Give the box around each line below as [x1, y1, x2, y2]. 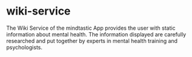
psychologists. [6, 44, 43, 51]
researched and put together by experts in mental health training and [6, 37, 178, 44]
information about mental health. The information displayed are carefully [6, 30, 187, 38]
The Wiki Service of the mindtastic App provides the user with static [6, 24, 176, 32]
